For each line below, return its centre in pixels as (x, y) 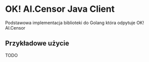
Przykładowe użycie (37, 44)
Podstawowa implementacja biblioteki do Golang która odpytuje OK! (75, 23)
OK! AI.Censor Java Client (60, 9)
